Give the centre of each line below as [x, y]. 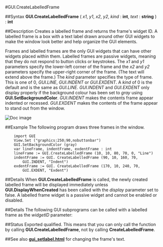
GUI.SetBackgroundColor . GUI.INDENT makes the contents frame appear [79, 98]
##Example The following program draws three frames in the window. [75, 127]
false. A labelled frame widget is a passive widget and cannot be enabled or [81, 195]
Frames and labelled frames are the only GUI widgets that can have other [78, 51]
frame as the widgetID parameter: [39, 215]
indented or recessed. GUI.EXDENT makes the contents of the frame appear [81, 103]
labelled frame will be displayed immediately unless [57, 185]
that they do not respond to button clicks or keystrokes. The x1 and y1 [75, 61]
